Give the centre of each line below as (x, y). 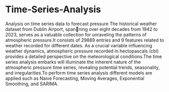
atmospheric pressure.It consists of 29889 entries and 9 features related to (85, 40)
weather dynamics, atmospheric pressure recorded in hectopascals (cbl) (82, 51)
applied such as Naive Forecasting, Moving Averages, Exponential (75, 78)
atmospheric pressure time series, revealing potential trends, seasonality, (83, 67)
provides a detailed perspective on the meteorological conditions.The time (84, 56)
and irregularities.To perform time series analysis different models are (79, 72)
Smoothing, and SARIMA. (32, 84)
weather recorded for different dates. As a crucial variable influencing (79, 45)
